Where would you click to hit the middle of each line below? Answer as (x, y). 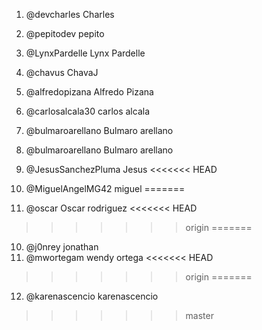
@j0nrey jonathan (62, 247)
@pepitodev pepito (65, 33)
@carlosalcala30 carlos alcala (87, 111)
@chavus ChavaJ (62, 72)
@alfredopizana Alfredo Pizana (89, 92)
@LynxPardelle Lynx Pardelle (85, 53)
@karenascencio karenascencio (92, 296)
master (199, 315)
